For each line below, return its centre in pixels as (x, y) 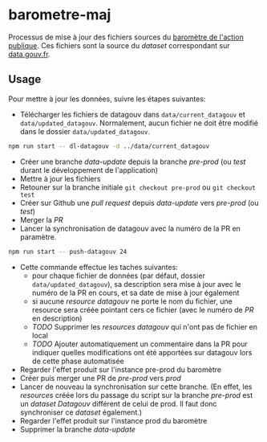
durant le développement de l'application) (89, 170)
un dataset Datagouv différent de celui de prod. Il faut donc (118, 403)
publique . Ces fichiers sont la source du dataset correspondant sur (119, 45)
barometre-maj (60, 15)
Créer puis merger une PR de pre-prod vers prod (101, 378)
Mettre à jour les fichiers (60, 178)
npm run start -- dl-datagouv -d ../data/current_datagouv (109, 146)
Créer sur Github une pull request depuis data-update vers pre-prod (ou (139, 203)
